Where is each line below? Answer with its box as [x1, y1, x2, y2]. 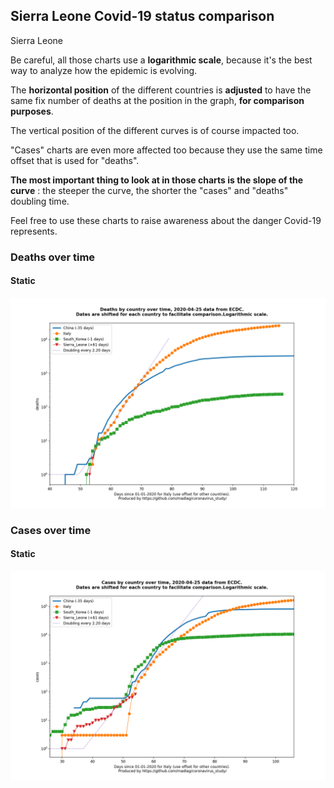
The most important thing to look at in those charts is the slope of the [10, 174, 304, 186]
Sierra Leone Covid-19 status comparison [10, 8, 275, 25]
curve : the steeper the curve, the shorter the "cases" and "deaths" [10, 184, 289, 196]
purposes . [10, 105, 54, 117]
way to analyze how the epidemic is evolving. [10, 64, 198, 76]
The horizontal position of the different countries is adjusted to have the [10, 84, 312, 96]
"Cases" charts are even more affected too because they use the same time [10, 144, 323, 156]
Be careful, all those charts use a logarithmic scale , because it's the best [10, 54, 313, 66]
